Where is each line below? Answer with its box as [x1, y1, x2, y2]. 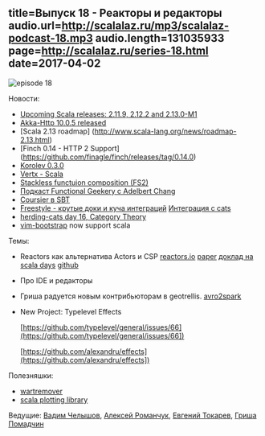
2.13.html [19, 134, 50, 144]
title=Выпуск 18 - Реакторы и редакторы [8, 6, 222, 20]
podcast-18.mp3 [8, 31, 94, 45]
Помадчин [8, 418, 44, 429]
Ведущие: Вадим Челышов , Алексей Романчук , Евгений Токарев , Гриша [8, 410, 257, 420]
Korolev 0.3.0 [19, 160, 64, 170]
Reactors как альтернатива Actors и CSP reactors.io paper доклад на [19, 251, 254, 261]
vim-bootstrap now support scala [19, 220, 131, 230]
